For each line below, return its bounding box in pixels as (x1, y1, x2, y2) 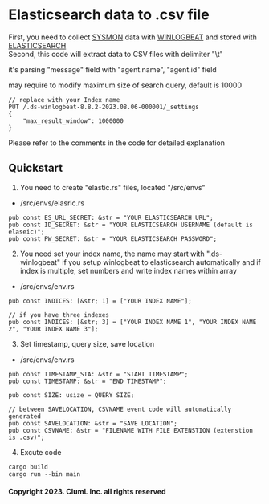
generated (8, 412, 42, 421)
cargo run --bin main (8, 469, 81, 478)
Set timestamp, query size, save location (19, 339, 155, 348)
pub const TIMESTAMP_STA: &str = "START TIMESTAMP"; (8, 370, 189, 378)
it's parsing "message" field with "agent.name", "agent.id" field (8, 64, 217, 74)
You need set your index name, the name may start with (19, 249, 205, 258)
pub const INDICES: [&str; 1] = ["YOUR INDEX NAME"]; (8, 297, 193, 305)
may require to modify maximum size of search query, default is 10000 (8, 80, 243, 90)
